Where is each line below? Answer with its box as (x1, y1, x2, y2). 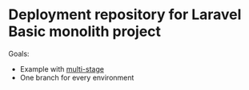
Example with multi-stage (19, 64, 104, 73)
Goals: (8, 49, 30, 58)
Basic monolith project (8, 22, 162, 41)
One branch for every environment (19, 72, 135, 82)
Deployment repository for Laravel (8, 6, 242, 24)
